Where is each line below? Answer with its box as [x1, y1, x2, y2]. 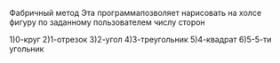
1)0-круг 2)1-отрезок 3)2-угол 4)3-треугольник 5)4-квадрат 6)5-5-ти [9, 35, 272, 44]
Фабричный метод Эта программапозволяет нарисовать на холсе [9, 8, 262, 18]
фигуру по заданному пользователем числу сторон [9, 17, 206, 28]
